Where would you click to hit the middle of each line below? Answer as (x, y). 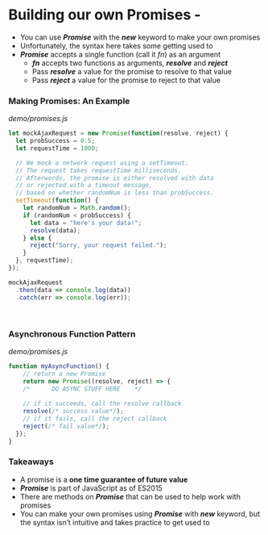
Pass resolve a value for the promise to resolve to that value (132, 71)
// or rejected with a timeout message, (84, 186)
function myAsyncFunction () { (59, 366)
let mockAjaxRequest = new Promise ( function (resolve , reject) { (118, 134)
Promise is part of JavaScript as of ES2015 (91, 488)
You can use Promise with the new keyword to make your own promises (140, 37)
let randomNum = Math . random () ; (77, 208)
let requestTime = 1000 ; (57, 148)
